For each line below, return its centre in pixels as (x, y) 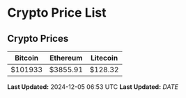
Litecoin (104, 58)
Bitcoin (27, 58)
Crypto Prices (38, 39)
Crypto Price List (57, 13)
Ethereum (66, 58)
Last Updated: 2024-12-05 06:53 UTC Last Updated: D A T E (93, 87)
